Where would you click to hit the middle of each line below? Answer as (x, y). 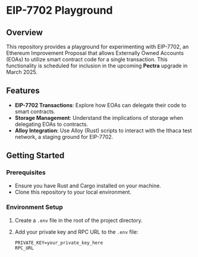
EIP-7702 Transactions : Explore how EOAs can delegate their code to (100, 105)
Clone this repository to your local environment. (73, 192)
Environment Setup (35, 208)
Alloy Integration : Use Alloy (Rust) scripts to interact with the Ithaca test (103, 130)
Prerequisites (26, 172)
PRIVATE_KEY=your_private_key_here (59, 243)
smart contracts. (35, 112)
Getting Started (35, 156)
